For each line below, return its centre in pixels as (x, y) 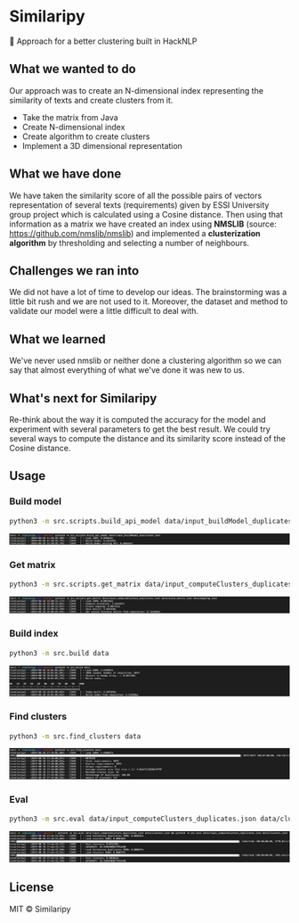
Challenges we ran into (74, 271)
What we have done (65, 174)
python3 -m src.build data (59, 653)
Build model (36, 501)
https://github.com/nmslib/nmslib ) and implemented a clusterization (135, 233)
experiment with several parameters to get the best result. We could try (140, 429)
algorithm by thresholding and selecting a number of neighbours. (129, 243)
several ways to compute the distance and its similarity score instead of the (148, 438)
